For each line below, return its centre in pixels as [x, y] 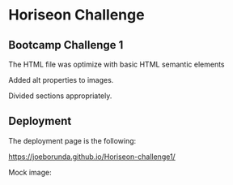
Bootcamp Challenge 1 [66, 45]
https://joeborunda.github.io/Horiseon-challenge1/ [92, 157]
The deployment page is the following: [72, 140]
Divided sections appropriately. [60, 96]
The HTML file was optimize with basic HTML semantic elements [116, 64]
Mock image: [30, 172]
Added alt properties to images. [61, 80]
